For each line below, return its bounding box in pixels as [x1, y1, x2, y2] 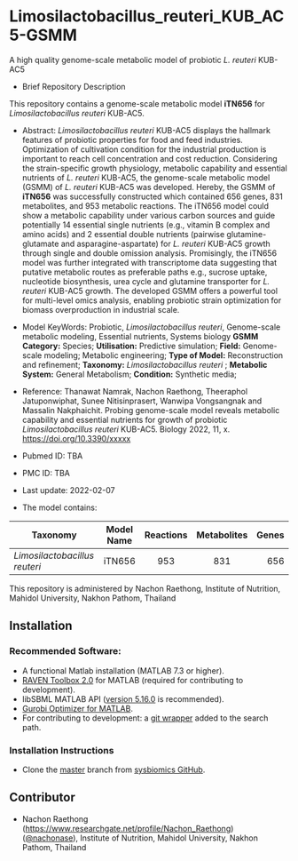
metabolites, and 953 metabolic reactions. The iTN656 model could [21, 200, 269, 211]
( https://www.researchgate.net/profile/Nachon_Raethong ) [21, 823, 234, 833]
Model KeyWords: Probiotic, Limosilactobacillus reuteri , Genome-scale [21, 322, 281, 332]
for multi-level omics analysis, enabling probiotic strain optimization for [21, 295, 282, 306]
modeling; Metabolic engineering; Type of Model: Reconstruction [43, 349, 284, 361]
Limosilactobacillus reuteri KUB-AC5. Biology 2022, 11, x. [21, 424, 231, 434]
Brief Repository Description [21, 81, 126, 92]
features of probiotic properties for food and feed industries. [21, 134, 244, 145]
